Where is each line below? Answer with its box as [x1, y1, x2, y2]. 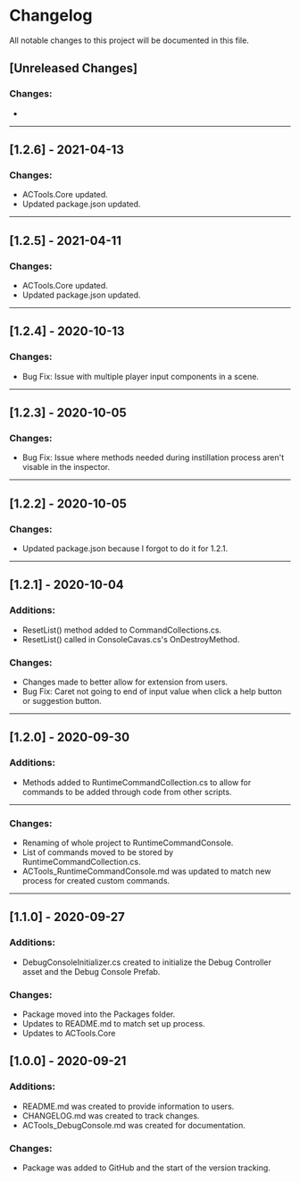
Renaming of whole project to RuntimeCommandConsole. [21, 837, 234, 849]
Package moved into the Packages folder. [21, 1009, 176, 1019]
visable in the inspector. [21, 462, 110, 473]
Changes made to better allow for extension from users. [21, 676, 229, 688]
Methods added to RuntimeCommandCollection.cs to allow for [21, 776, 252, 787]
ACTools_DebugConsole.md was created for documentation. [21, 1119, 246, 1130]
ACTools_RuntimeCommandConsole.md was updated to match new [21, 866, 271, 876]
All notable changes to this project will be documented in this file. [9, 35, 250, 46]
